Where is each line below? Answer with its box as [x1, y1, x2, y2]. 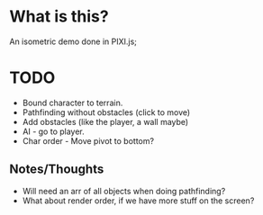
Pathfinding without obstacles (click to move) [22, 106, 191, 118]
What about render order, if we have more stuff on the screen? [22, 195, 255, 206]
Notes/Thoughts [9, 162, 104, 177]
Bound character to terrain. [22, 97, 123, 108]
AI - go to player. [22, 126, 86, 137]
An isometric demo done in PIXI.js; [9, 36, 138, 47]
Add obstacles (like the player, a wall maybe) [22, 116, 189, 127]
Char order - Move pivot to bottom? [22, 135, 155, 146]
